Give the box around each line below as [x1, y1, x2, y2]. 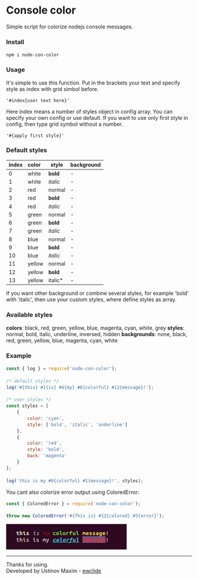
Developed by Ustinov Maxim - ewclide [6, 568, 101, 575]
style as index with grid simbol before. [6, 85, 99, 92]
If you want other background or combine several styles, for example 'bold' [6, 290, 189, 297]
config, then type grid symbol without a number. [6, 120, 123, 128]
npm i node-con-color [6, 52, 60, 58]
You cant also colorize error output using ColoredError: [6, 488, 140, 496]
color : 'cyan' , [27, 415, 65, 421]
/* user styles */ [6, 397, 51, 403]
